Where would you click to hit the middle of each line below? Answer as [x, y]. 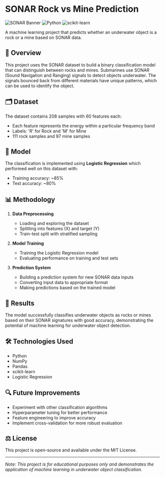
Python [19, 356]
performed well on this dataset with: [41, 169]
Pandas [20, 366]
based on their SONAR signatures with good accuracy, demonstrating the [79, 320]
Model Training [28, 243]
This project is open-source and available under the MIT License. [71, 450]
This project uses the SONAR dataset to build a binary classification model [80, 64]
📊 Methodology [30, 200]
